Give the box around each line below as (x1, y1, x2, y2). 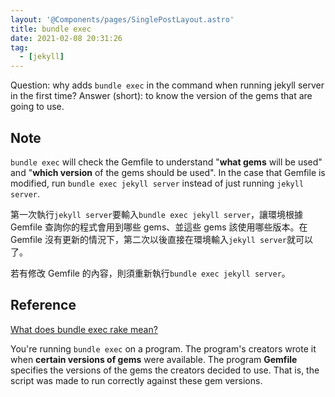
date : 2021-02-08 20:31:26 (10, 33, 123, 43)
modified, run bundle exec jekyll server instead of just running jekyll (10, 177, 305, 189)
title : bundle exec (10, 24, 92, 34)
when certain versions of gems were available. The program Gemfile (10, 353, 298, 365)
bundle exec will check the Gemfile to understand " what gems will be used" (10, 156, 323, 168)
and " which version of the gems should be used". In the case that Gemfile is (10, 166, 326, 178)
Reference (10, 297, 77, 314)
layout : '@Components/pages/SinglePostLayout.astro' (10, 14, 235, 25)
